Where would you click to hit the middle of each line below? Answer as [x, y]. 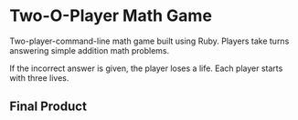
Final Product [48, 107]
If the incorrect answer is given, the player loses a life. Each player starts [146, 68]
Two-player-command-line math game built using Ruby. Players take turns [149, 41]
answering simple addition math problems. [90, 50]
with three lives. [39, 77]
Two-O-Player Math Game [111, 16]
